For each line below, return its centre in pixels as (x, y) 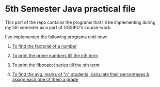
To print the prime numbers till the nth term (55, 55)
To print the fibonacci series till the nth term (56, 65)
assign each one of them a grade (45, 79)
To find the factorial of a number (44, 46)
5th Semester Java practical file (70, 9)
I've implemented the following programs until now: (56, 37)
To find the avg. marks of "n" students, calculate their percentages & (80, 74)
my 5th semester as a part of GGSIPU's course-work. (58, 27)
